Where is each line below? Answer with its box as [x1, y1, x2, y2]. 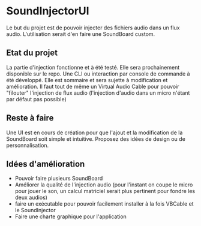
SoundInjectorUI [6, 4, 89, 18]
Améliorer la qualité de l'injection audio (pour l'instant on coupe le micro [14, 181, 193, 188]
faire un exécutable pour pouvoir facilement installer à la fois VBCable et [14, 200, 194, 207]
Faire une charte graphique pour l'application [14, 213, 127, 220]
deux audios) [14, 194, 48, 201]
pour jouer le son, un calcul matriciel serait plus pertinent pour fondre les [14, 188, 196, 195]
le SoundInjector [14, 207, 56, 214]
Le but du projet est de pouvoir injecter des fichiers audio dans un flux [6, 24, 180, 31]
